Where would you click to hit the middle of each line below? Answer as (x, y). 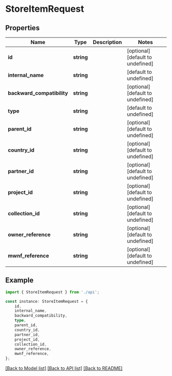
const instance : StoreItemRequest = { (47, 301)
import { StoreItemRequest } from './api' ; (52, 292)
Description (107, 42)
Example (19, 280)
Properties (23, 28)
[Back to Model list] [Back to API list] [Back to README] (64, 368)
